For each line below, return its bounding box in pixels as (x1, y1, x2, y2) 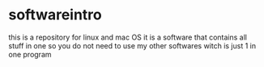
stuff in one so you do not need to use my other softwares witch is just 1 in (8, 40, 257, 50)
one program (8, 49, 52, 59)
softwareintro (8, 6, 103, 24)
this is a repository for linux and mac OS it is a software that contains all (8, 32, 247, 42)
